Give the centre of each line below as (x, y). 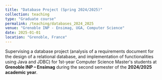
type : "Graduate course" (31, 19)
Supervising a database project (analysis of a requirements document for (80, 51)
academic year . (21, 72)
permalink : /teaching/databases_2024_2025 (49, 23)
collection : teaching (27, 14)
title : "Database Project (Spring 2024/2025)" (54, 10)
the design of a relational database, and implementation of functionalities (80, 56)
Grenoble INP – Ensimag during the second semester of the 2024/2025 (79, 67)
